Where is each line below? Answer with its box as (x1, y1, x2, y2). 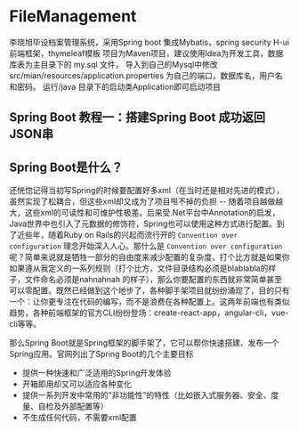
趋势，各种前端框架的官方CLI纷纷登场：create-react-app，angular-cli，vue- (9, 307, 289, 318)
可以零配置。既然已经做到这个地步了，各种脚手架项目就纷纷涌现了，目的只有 (9, 285, 290, 296)
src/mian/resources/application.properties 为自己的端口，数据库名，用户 (9, 69, 276, 81)
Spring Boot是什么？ (9, 159, 123, 175)
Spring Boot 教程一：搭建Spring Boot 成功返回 (9, 110, 265, 126)
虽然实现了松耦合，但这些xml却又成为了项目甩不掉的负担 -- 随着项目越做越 (9, 196, 284, 207)
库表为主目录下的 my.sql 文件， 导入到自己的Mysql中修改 (9, 59, 218, 69)
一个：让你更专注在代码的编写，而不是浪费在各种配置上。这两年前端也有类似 (9, 297, 290, 307)
